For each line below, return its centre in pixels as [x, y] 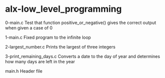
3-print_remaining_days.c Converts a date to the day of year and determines [82, 56]
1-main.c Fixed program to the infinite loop [48, 37]
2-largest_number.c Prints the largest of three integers [60, 47]
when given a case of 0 [29, 27]
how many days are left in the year [40, 61]
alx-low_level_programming [64, 9]
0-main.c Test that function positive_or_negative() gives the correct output [81, 23]
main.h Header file [24, 71]
